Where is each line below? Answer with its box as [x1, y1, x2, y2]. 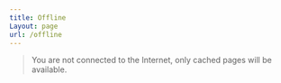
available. [31, 64, 68, 75]
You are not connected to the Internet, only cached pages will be [31, 55, 272, 66]
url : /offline [9, 30, 63, 39]
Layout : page [9, 22, 59, 31]
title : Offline [9, 13, 67, 23]
